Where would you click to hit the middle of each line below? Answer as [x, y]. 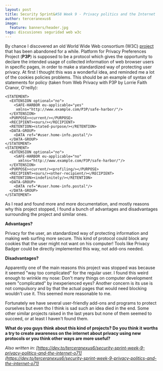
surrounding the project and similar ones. [46, 214]
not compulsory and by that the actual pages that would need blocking [76, 288]
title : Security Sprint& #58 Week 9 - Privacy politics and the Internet [80, 14]
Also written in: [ [21, 348]
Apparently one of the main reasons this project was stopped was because [80, 268]
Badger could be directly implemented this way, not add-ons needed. [74, 249]
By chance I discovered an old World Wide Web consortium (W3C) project [80, 46]
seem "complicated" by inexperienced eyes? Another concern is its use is [79, 283]
